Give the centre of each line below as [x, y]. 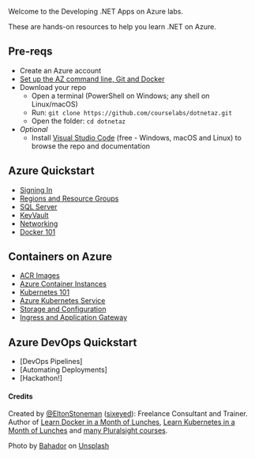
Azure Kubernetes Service [62, 301]
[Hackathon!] [41, 378]
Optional [34, 129]
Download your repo [53, 87]
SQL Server [38, 206]
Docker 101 [37, 231]
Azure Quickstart [51, 171]
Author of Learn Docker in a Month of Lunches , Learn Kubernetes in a [122, 422]
